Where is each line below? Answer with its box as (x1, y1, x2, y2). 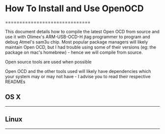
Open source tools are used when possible (5, 59, 92, 65)
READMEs (5, 79, 26, 85)
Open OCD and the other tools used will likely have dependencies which (5, 68, 151, 74)
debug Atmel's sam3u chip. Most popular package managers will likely (5, 39, 148, 45)
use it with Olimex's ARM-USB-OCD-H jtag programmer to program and (5, 34, 151, 40)
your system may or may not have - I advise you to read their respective (5, 73, 151, 79)
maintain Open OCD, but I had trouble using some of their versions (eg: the (5, 44, 156, 50)
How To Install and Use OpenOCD (5, 3, 144, 14)
